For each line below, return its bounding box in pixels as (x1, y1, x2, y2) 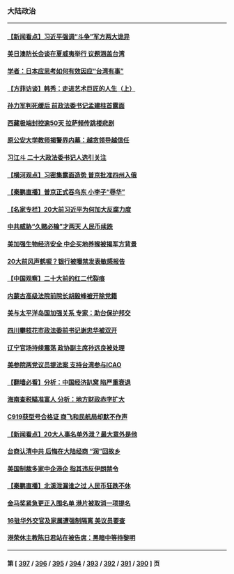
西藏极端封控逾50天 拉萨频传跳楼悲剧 (7, 119, 115, 127)
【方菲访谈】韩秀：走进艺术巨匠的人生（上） (7, 84, 136, 92)
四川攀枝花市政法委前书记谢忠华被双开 (7, 326, 117, 334)
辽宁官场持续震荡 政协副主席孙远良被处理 (7, 344, 125, 352)
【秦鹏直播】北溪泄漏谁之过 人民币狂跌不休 (7, 482, 131, 490)
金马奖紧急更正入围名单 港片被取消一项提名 (7, 499, 131, 507)
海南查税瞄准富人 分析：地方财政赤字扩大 (7, 395, 125, 404)
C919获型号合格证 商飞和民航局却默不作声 (7, 412, 127, 420)
